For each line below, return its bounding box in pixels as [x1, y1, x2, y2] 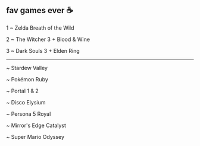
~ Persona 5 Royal [6, 110, 51, 118]
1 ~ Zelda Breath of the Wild [6, 24, 74, 31]
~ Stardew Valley [6, 64, 48, 71]
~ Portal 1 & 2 [6, 87, 39, 94]
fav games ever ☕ [6, 5, 73, 15]
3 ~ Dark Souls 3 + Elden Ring [6, 47, 80, 54]
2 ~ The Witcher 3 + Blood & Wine [6, 36, 90, 43]
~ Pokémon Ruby [6, 75, 49, 82]
